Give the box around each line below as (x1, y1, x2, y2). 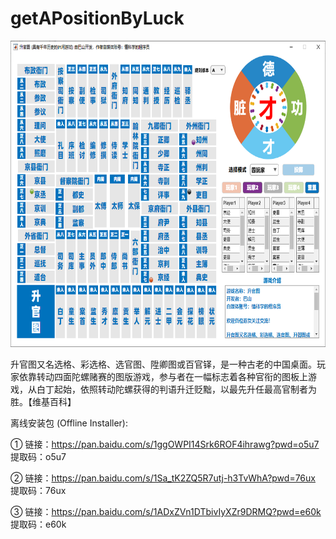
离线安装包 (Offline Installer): (10, 417, 129, 429)
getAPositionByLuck (10, 7, 185, 30)
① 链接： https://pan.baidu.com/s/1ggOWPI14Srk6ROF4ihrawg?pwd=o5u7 (10, 438, 320, 450)
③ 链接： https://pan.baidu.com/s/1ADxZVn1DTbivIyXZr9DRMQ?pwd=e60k (10, 505, 322, 517)
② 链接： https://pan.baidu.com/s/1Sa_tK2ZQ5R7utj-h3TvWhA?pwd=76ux (10, 472, 316, 484)
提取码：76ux (10, 484, 67, 496)
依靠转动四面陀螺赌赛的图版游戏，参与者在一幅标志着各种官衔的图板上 (18, 370, 308, 382)
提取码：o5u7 (10, 450, 67, 462)
